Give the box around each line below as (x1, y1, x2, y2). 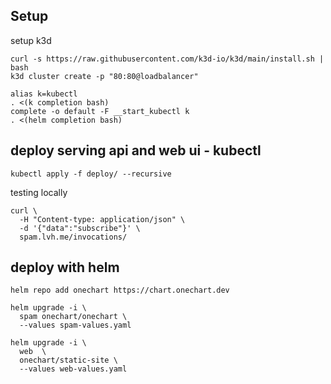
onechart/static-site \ (19, 355, 118, 366)
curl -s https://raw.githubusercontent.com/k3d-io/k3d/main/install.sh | (10, 54, 325, 64)
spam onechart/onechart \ (19, 312, 128, 322)
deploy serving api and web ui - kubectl (10, 142, 262, 159)
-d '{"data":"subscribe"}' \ (19, 223, 141, 233)
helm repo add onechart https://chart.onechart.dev (10, 285, 230, 296)
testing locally (10, 186, 68, 198)
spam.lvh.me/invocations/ (19, 232, 128, 242)
